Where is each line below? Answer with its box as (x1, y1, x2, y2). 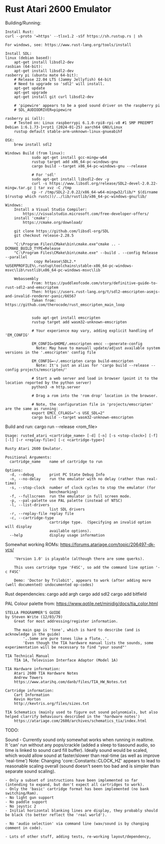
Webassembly (14, 276, 39, 281)
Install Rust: (5, 29, 35, 34)
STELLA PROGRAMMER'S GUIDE (5, 610, 61, 615)
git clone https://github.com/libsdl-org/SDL (14, 229, 110, 234)
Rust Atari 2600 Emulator (5, 3, 112, 15)
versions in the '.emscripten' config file (5, 350, 96, 355)
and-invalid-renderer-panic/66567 (5, 294, 77, 298)
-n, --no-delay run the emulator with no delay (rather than (9, 476, 145, 481)
